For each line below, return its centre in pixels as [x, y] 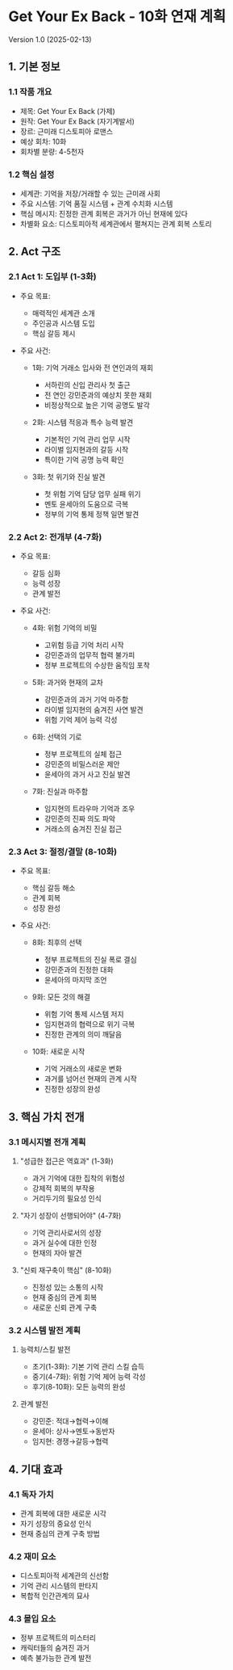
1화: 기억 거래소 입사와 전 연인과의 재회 [93, 368]
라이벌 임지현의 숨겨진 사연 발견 [94, 709]
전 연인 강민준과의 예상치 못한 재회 [98, 395]
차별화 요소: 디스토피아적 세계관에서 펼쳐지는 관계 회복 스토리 [116, 224]
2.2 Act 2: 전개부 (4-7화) [55, 536]
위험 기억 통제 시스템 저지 [84, 1014]
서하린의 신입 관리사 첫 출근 [87, 385]
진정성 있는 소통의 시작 [68, 1287]
